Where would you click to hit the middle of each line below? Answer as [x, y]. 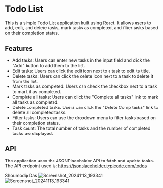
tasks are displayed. [32, 133]
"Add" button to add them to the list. [49, 65]
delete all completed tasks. [40, 112]
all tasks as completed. [35, 102]
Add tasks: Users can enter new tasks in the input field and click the [81, 60]
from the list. [25, 81]
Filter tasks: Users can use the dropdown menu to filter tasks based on [84, 118]
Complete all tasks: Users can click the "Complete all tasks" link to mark [85, 97]
